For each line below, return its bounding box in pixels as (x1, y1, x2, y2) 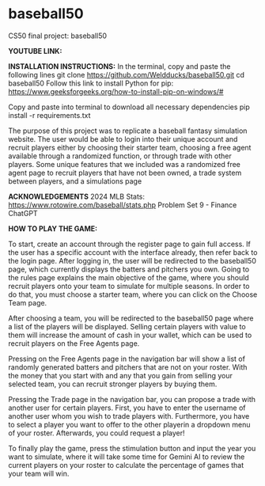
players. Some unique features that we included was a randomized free (8, 159, 241, 169)
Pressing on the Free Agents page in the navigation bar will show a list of (8, 354, 245, 363)
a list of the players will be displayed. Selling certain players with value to (8, 321, 247, 331)
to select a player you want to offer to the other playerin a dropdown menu (8, 420, 251, 429)
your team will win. (8, 469, 70, 478)
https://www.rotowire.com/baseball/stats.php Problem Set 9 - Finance (8, 199, 237, 210)
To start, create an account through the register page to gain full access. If (8, 239, 252, 249)
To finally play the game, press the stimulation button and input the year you (8, 443, 256, 453)
